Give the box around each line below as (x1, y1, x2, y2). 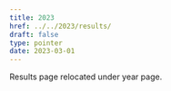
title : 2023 (9, 13, 55, 23)
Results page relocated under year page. (9, 71, 163, 82)
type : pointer (9, 38, 64, 48)
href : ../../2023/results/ (9, 22, 112, 31)
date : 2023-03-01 (9, 47, 75, 56)
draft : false (9, 30, 59, 39)
